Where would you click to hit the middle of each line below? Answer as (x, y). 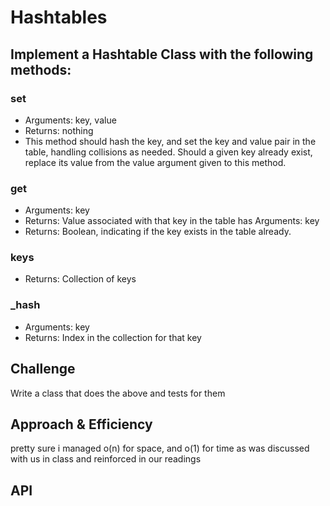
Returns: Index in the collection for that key (113, 337)
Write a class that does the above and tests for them (118, 393)
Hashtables (59, 17)
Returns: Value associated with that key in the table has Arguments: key (172, 221)
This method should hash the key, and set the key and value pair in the (170, 141)
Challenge (43, 369)
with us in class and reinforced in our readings (106, 459)
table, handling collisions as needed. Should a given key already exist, (168, 152)
